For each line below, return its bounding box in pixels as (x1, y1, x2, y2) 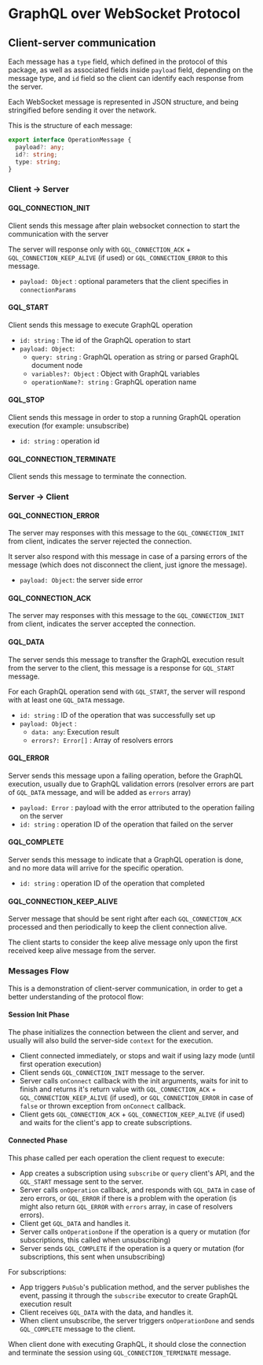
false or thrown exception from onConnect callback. (19, 1101, 186, 1110)
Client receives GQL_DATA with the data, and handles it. (19, 1307, 194, 1317)
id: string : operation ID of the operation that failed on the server (19, 819, 234, 829)
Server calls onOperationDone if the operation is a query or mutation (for (19, 1227, 250, 1236)
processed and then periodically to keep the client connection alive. (8, 922, 228, 932)
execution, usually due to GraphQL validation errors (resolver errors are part (8, 779, 254, 789)
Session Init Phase (8, 1010, 70, 1019)
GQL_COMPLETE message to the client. (19, 1324, 136, 1334)
